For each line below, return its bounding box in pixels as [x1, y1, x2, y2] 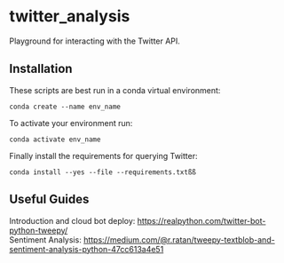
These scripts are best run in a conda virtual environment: [9, 84, 221, 95]
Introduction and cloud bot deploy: [9, 215, 136, 226]
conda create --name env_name [9, 102, 122, 111]
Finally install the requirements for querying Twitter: [9, 150, 198, 161]
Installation [9, 61, 73, 76]
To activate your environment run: [9, 117, 133, 128]
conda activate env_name [9, 135, 101, 144]
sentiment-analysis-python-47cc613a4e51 [9, 243, 164, 254]
